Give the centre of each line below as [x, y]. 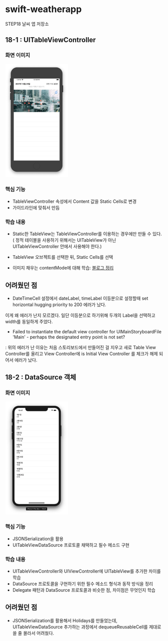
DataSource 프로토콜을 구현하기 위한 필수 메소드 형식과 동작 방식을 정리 [83, 584]
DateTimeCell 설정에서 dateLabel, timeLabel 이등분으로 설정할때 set [80, 298]
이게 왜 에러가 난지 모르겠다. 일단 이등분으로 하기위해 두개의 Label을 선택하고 [80, 315]
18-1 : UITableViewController [51, 40]
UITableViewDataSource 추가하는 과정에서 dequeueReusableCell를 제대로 [87, 627]
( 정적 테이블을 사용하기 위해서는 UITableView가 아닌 [64, 240]
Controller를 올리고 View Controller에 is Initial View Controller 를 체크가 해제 [81, 353]
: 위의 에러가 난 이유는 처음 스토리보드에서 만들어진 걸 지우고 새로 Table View [81, 347]
